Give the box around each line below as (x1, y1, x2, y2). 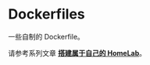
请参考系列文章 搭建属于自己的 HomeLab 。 (8, 48, 147, 57)
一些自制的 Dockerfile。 (8, 32, 84, 41)
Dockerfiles (8, 5, 86, 23)
